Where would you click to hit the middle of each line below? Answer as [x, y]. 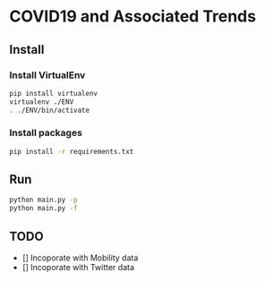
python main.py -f [43, 209]
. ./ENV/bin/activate [50, 110]
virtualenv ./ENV [42, 102]
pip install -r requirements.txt [72, 151]
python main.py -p [43, 200]
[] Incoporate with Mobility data [80, 258]
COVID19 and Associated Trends [133, 17]
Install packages [46, 133]
